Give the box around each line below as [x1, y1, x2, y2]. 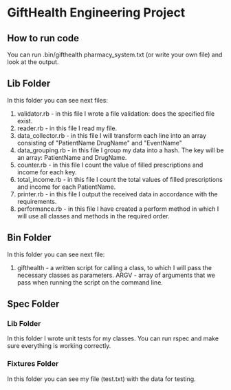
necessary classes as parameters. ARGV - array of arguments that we [16, 271, 215, 279]
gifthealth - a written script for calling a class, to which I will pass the [16, 263, 212, 271]
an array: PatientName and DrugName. [16, 153, 127, 161]
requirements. [16, 197, 57, 205]
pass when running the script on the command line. [16, 278, 164, 287]
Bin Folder [7, 232, 52, 244]
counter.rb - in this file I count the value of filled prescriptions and [16, 161, 203, 169]
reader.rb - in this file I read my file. [16, 124, 118, 132]
